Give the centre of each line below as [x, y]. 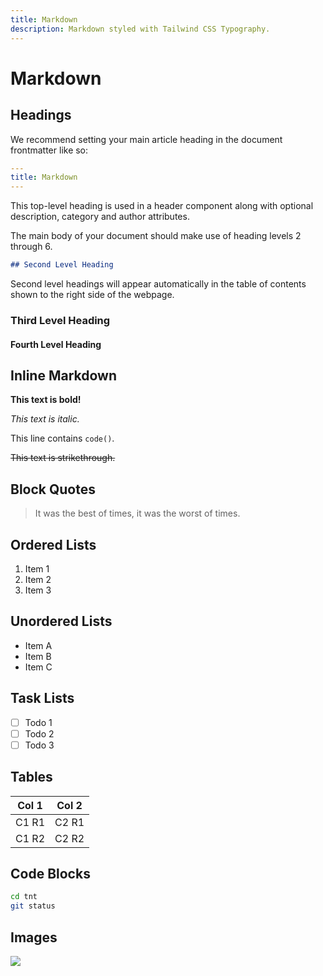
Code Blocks [50, 873]
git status [33, 906]
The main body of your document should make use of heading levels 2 [156, 236]
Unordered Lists [61, 621]
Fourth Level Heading [56, 344]
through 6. [31, 247]
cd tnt [24, 897]
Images [34, 937]
